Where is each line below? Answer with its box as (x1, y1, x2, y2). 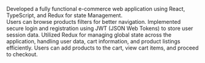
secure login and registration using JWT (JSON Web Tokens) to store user (6, 24, 193, 32)
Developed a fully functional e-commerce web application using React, (6, 6, 185, 12)
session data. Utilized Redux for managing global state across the (6, 31, 172, 39)
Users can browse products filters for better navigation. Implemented (6, 18, 181, 25)
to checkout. (6, 51, 38, 57)
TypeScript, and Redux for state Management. (6, 12, 123, 19)
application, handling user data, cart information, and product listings (6, 38, 181, 45)
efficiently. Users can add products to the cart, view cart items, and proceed (6, 44, 199, 51)
